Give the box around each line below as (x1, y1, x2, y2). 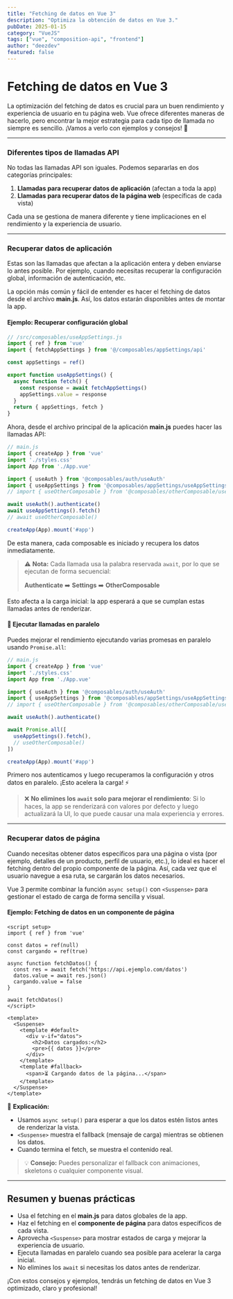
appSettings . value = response (19, 391, 107, 398)
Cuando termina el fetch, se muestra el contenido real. (17, 1145, 173, 1153)
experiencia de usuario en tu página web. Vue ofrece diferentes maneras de (7, 109, 225, 117)
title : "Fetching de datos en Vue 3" (7, 10, 116, 17)
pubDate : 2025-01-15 (7, 23, 67, 30)
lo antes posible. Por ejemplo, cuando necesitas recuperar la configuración (7, 266, 222, 275)
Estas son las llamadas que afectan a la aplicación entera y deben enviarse (7, 260, 222, 268)
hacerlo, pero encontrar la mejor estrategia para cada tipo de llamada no (7, 116, 215, 125)
